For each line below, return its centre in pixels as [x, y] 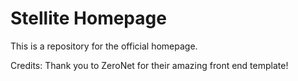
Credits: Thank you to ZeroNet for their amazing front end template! [149, 65]
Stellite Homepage [88, 18]
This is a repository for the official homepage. [104, 46]
